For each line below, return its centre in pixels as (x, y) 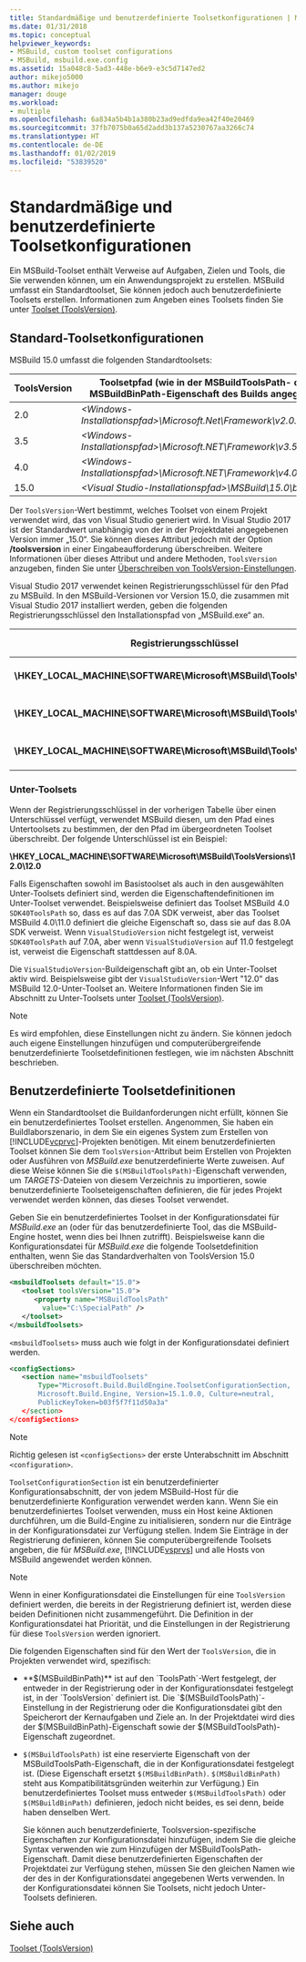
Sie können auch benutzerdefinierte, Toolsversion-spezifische (139, 1829)
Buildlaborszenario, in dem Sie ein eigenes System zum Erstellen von (139, 1132)
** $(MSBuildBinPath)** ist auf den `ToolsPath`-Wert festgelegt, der (149, 1678)
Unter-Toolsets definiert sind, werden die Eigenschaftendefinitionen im (142, 893)
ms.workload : (34, 102)
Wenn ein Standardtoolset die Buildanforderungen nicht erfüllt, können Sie (149, 1113)
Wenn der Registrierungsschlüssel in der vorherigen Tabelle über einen (143, 809)
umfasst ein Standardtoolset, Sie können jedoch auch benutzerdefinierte (146, 290)
